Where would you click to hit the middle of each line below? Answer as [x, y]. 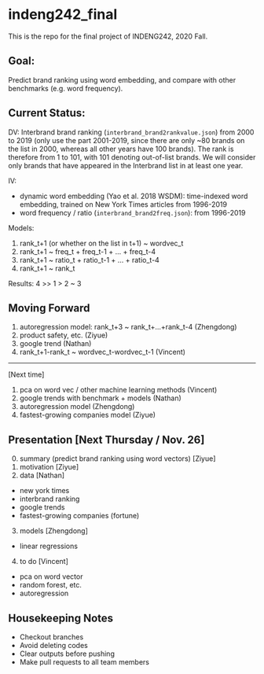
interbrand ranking [49, 499]
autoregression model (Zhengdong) [77, 407]
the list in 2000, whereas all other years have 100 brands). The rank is [121, 149]
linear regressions [49, 546]
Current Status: [47, 113]
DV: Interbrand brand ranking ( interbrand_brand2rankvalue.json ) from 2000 [131, 132]
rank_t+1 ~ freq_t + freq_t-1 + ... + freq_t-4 [88, 251]
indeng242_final [63, 15]
